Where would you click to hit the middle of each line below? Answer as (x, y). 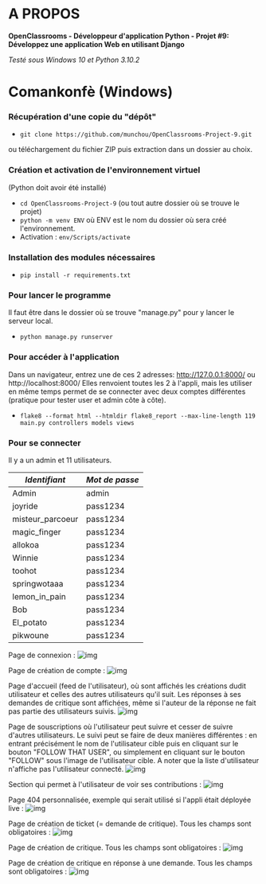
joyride (25, 506)
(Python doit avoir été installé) (57, 187)
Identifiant (45, 480)
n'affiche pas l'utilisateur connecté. (66, 769)
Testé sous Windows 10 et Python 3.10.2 (74, 60)
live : (16, 808)
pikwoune (31, 635)
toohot (25, 571)
